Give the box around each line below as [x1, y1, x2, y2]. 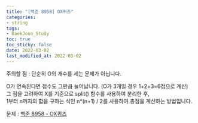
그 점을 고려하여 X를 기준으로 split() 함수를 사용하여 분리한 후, [6, 90, 150, 97]
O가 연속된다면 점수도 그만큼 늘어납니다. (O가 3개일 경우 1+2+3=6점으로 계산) [6, 83, 188, 90]
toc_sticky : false [6, 42, 52, 48]
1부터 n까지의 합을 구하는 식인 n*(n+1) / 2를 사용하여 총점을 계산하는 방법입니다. [6, 97, 193, 105]
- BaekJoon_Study [6, 31, 50, 37]
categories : [6, 14, 36, 20]
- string [6, 20, 28, 26]
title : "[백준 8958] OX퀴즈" [6, 8, 74, 15]
